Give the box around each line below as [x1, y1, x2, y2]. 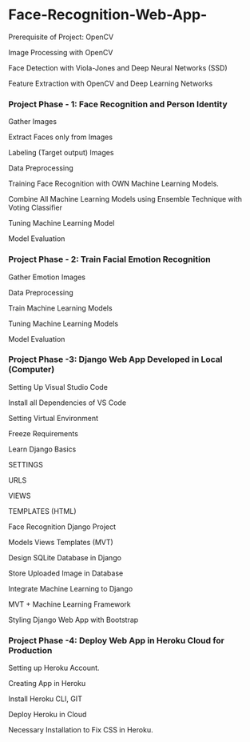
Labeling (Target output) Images [8, 148, 114, 158]
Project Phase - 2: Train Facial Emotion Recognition [8, 254, 211, 265]
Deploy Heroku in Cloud [8, 710, 87, 720]
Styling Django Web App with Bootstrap [8, 615, 139, 624]
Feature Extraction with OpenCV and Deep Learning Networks [8, 78, 213, 88]
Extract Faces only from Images [8, 132, 113, 142]
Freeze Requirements [8, 428, 78, 438]
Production [8, 644, 53, 656]
